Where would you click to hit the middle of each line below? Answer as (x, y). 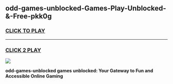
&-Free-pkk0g (29, 17)
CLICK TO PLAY (25, 31)
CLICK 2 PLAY (23, 50)
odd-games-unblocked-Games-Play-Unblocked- (86, 8)
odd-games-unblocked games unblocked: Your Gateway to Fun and (79, 70)
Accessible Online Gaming (34, 76)
